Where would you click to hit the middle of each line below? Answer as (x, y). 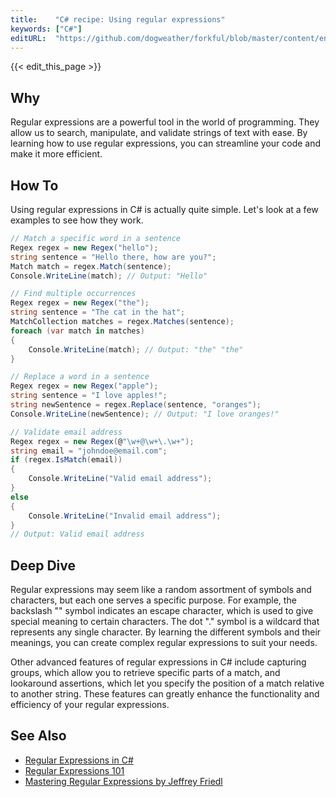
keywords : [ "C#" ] (46, 29)
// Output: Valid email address (77, 534)
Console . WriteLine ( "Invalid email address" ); (125, 516)
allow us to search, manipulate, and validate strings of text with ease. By (159, 133)
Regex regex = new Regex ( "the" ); (80, 303)
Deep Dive (43, 565)
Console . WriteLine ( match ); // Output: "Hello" (109, 276)
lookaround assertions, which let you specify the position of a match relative (167, 683)
